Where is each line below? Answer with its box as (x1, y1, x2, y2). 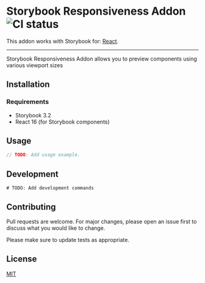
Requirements (6, 98, 49, 106)
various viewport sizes (6, 61, 63, 68)
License (6, 254, 37, 264)
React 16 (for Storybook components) (15, 118, 110, 125)
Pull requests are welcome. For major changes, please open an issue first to (6, 218, 197, 225)
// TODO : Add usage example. (6, 152, 81, 158)
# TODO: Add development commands (6, 185, 95, 191)
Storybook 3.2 (15, 111, 51, 119)
